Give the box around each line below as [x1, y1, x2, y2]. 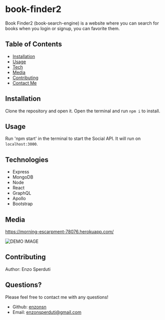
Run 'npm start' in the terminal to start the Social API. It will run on [5, 135, 141, 141]
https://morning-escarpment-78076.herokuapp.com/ [5, 229, 114, 234]
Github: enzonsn [12, 303, 46, 309]
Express [12, 169, 29, 175]
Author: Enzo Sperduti [5, 266, 51, 272]
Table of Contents [5, 40, 62, 49]
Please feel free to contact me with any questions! [5, 294, 108, 300]
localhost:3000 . [5, 141, 38, 147]
